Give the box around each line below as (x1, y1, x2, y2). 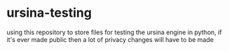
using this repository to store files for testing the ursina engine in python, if (6, 28, 222, 36)
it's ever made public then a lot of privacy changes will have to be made (6, 35, 214, 43)
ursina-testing (6, 5, 92, 21)
